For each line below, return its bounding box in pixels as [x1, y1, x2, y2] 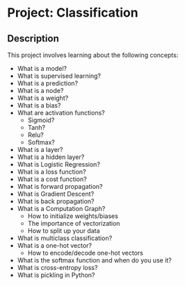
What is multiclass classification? [17, 234, 113, 242]
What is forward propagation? [17, 183, 103, 190]
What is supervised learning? [17, 71, 101, 80]
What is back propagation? [17, 197, 95, 205]
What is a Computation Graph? [17, 205, 106, 212]
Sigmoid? [27, 116, 55, 124]
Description [7, 33, 59, 44]
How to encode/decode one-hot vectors [27, 249, 144, 257]
